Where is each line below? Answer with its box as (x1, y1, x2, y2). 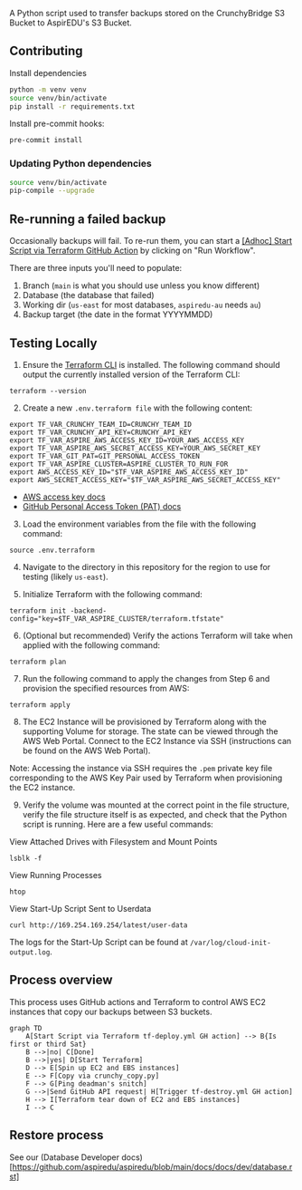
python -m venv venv (9, 85, 88, 94)
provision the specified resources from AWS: (22, 682, 190, 693)
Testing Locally (9, 335, 98, 351)
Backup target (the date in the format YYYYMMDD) (22, 309, 213, 320)
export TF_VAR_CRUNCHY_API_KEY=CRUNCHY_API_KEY (9, 428, 193, 437)
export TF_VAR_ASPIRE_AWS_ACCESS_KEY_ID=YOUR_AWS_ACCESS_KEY (9, 435, 245, 445)
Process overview (9, 972, 113, 988)
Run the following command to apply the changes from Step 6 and (22, 672, 270, 683)
